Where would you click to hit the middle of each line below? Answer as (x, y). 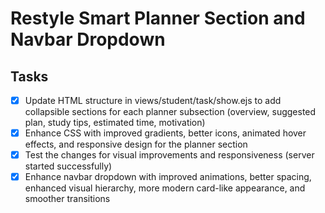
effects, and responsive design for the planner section (136, 144)
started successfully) (68, 166)
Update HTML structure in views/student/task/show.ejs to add (153, 100)
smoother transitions (67, 199)
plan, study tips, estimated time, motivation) (115, 123)
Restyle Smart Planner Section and (158, 18)
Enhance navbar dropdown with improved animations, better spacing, (168, 177)
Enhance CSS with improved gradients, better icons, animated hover (165, 133)
